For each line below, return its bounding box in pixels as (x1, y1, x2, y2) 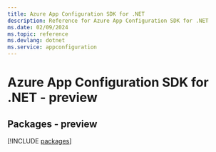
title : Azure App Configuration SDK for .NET (7, 10, 145, 18)
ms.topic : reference (7, 30, 69, 38)
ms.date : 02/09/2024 (7, 24, 69, 31)
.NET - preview (7, 90, 98, 106)
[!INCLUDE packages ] (7, 137, 72, 145)
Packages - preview (7, 118, 98, 130)
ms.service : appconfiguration (7, 44, 98, 51)
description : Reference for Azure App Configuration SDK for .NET (7, 17, 209, 24)
